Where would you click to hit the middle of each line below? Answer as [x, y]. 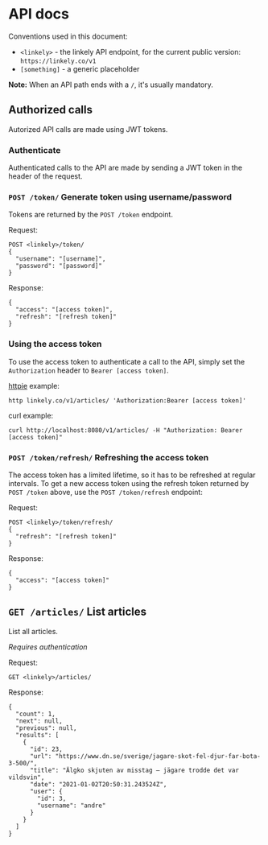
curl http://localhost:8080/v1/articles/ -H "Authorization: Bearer [126, 430]
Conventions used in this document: [68, 36]
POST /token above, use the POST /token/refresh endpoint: [105, 492]
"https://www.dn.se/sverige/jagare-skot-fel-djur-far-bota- [158, 756]
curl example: [31, 415]
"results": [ [37, 735]
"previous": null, [47, 728]
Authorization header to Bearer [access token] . [89, 370]
